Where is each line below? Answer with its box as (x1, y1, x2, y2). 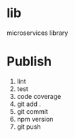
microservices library (6, 28, 69, 37)
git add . (16, 100, 42, 108)
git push (16, 122, 41, 131)
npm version (16, 115, 54, 123)
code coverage (16, 92, 62, 100)
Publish (6, 53, 52, 70)
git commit (16, 107, 49, 115)
